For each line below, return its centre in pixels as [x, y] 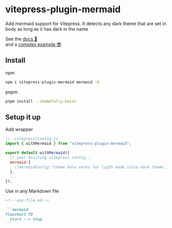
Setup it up [23, 117]
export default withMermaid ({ [38, 153]
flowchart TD [19, 214]
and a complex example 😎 [33, 44]
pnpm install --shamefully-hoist [41, 101]
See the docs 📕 [21, 39]
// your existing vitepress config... [51, 157]
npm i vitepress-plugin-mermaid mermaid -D [52, 82]
